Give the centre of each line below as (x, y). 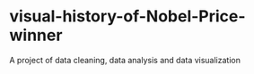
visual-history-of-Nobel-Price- (127, 16)
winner (36, 35)
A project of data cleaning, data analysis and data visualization (125, 60)
